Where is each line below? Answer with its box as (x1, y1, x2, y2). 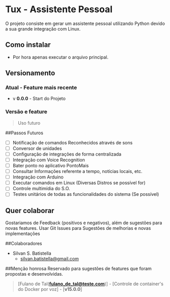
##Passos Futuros (5, 130, 43, 136)
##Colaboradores (5, 241, 42, 247)
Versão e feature (5, 108, 47, 115)
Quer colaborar (5, 206, 54, 215)
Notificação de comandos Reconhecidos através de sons (12, 139, 133, 145)
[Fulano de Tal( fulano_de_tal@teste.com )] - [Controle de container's (17, 281, 164, 287)
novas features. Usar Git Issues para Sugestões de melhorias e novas (5, 225, 151, 231)
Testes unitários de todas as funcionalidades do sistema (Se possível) (12, 191, 159, 197)
